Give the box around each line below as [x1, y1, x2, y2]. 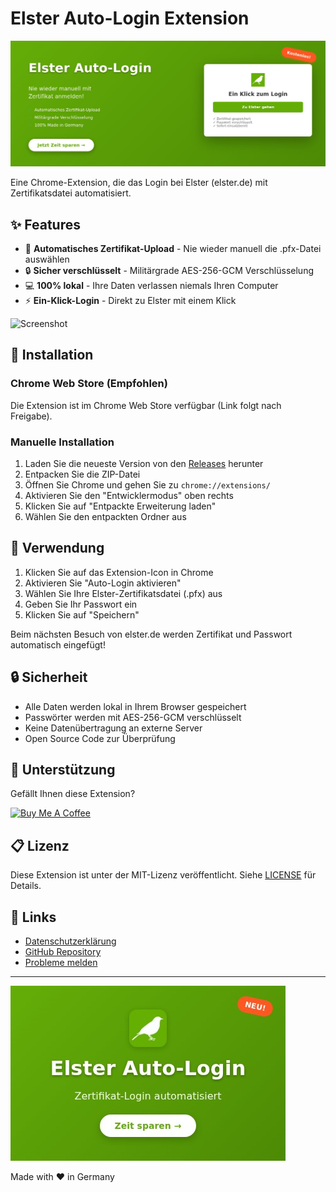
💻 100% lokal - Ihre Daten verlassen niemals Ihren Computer [24, 280, 279, 292]
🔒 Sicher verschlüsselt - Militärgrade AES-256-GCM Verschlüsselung [24, 265, 314, 277]
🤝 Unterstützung [10, 762, 116, 779]
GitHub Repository [24, 946, 102, 958]
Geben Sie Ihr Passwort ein [24, 598, 138, 610]
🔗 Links [10, 908, 57, 926]
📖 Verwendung [10, 540, 105, 557]
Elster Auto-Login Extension [10, 7, 250, 30]
